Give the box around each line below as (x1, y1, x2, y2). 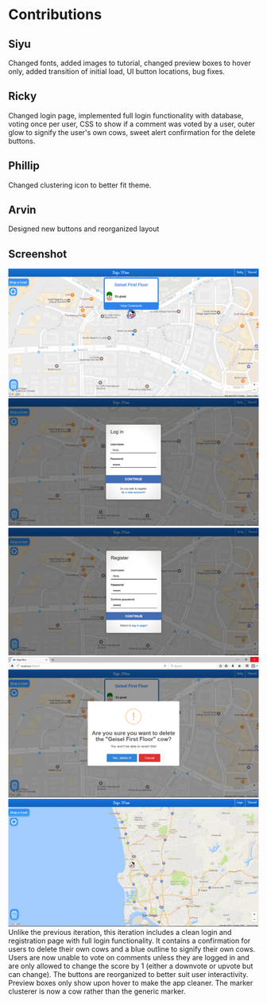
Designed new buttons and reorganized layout (8, 224, 160, 234)
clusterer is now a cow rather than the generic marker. (8, 987, 186, 996)
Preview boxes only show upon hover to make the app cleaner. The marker (8, 978, 253, 987)
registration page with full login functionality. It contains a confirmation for (8, 936, 251, 945)
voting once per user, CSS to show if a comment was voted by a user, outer (8, 119, 256, 129)
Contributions (8, 6, 102, 24)
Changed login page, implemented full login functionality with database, (8, 110, 244, 120)
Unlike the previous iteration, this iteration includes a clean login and (8, 927, 232, 936)
